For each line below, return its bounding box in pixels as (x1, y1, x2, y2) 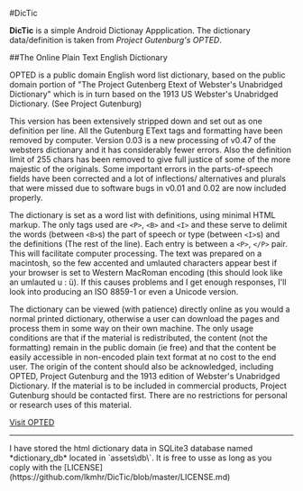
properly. (9, 193, 43, 203)
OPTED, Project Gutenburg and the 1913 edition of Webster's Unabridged (9, 371, 280, 381)
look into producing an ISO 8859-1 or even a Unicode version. (9, 286, 239, 296)
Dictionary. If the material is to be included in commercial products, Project (9, 380, 287, 391)
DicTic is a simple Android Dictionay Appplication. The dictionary (9, 25, 251, 35)
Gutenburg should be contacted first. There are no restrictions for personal (9, 390, 288, 400)
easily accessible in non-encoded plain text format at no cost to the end (9, 351, 277, 362)
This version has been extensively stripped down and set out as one (9, 116, 263, 126)
